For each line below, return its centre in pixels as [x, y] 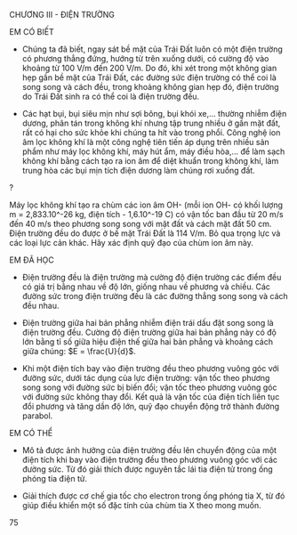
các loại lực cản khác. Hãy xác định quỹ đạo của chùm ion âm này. [131, 243]
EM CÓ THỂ [31, 433]
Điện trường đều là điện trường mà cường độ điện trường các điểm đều [152, 277]
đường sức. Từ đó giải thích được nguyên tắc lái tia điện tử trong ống [147, 469]
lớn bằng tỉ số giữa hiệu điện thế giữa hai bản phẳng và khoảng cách [148, 342]
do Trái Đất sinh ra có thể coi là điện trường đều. [111, 96]
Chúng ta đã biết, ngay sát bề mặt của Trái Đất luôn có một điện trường [152, 49]
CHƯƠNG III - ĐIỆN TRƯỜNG [62, 15]
